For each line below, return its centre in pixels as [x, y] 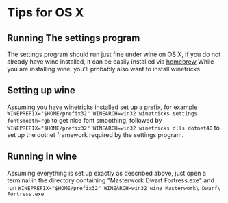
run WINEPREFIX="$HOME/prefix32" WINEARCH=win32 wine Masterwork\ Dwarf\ [114, 187]
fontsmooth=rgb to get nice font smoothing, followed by [85, 120]
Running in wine [42, 157]
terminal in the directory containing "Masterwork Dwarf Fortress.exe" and [111, 180]
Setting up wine [41, 91]
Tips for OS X [46, 13]
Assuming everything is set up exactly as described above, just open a [107, 173]
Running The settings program [74, 38]
